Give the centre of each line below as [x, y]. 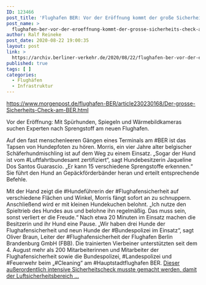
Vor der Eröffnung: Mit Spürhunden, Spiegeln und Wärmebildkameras [94, 122]
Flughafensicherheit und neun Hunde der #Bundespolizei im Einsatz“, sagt [100, 230]
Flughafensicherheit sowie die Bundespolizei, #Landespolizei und [89, 256]
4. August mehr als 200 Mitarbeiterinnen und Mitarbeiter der [83, 250]
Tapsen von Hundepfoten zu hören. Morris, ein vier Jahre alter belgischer [99, 147]
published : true [27, 63]
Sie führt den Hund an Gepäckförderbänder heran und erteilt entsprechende [103, 173]
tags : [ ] [19, 69]
